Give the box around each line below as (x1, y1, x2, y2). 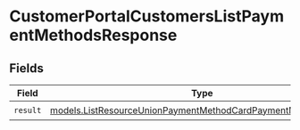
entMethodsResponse (9, 25, 178, 45)
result (13, 105, 42, 115)
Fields (9, 61, 45, 76)
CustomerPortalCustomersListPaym (9, 6, 285, 27)
